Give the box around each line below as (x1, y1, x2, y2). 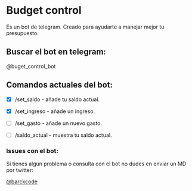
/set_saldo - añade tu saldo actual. (14, 96, 100, 103)
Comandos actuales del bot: (6, 80, 113, 90)
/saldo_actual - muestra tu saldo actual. (14, 131, 112, 139)
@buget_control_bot (6, 62, 56, 70)
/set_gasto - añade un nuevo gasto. (14, 120, 103, 127)
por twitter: (6, 167, 34, 174)
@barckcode (6, 178, 38, 185)
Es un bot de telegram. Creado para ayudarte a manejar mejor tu (6, 23, 165, 30)
